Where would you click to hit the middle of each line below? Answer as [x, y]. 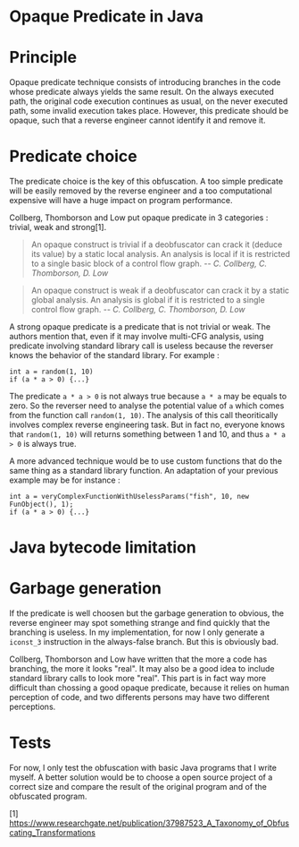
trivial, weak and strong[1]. [58, 227]
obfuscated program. [48, 796]
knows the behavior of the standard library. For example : [115, 355]
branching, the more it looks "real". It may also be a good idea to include [142, 669]
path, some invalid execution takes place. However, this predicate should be [149, 111]
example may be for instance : [65, 480]
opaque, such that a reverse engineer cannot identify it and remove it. [137, 120]
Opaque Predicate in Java [106, 17]
